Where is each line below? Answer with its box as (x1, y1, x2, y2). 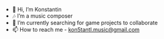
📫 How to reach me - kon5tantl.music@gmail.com (12, 26, 140, 33)
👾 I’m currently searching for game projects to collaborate (12, 19, 158, 26)
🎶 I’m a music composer (12, 12, 73, 19)
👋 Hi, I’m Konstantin (12, 6, 62, 13)
